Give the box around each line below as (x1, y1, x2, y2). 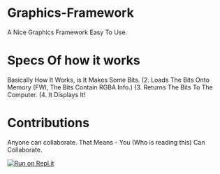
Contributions (7, 115, 89, 131)
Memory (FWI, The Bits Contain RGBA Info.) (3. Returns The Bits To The (7, 82, 213, 92)
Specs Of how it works (7, 52, 141, 68)
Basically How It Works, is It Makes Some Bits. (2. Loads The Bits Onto (7, 75, 210, 84)
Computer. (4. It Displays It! (7, 90, 86, 99)
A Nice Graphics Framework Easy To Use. (7, 28, 128, 36)
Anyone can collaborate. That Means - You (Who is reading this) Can (7, 138, 205, 146)
